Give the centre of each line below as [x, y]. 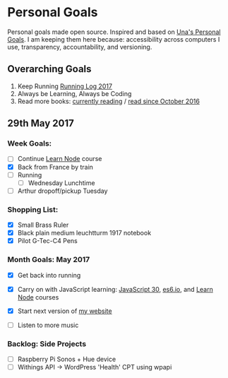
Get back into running [49, 275]
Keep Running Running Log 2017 [65, 86]
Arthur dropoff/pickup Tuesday [62, 191]
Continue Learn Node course [60, 159]
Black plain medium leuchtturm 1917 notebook [84, 233]
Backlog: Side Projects [47, 343]
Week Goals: [30, 143]
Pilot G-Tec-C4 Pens [47, 241]
